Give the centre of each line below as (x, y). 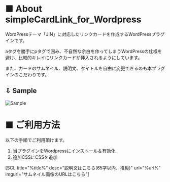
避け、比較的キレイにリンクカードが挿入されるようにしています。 (74, 57)
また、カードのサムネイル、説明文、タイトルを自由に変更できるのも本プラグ (85, 68)
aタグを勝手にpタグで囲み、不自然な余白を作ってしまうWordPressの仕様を (84, 51)
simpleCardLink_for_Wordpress (73, 19)
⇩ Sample (21, 91)
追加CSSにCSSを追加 (35, 157)
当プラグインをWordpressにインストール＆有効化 (64, 151)
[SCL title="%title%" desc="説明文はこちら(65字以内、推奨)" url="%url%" (83, 168)
